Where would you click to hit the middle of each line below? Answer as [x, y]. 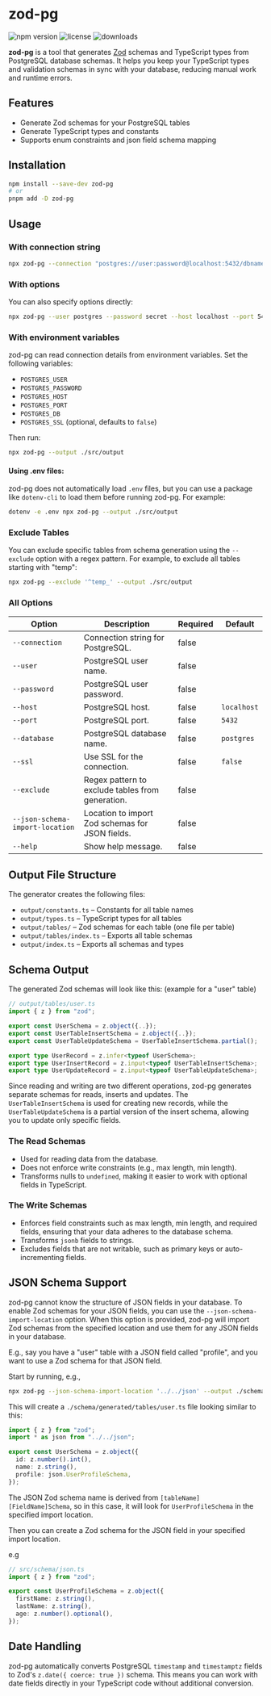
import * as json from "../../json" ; [72, 1438]
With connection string [54, 247]
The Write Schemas [48, 1205]
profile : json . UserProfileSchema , [73, 1474]
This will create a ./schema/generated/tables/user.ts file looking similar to [132, 1406]
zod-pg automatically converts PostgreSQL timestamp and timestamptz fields [135, 1666]
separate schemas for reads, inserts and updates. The [98, 1095]
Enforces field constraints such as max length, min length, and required [138, 1223]
